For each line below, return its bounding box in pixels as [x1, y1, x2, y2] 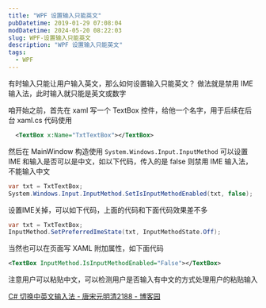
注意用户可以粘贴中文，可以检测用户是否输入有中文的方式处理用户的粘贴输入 [8, 275, 258, 284]
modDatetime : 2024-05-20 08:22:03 [8, 26, 123, 34]
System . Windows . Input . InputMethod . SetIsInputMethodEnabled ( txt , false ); [8, 190, 253, 198]
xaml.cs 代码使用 [17, 115, 73, 125]
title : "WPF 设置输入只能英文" [8, 11, 102, 20]
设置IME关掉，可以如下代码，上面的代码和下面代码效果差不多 [8, 205, 208, 214]
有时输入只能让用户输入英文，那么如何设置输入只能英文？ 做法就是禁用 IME [8, 79, 253, 88]
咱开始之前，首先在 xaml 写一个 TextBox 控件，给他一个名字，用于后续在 [8, 105, 245, 115]
